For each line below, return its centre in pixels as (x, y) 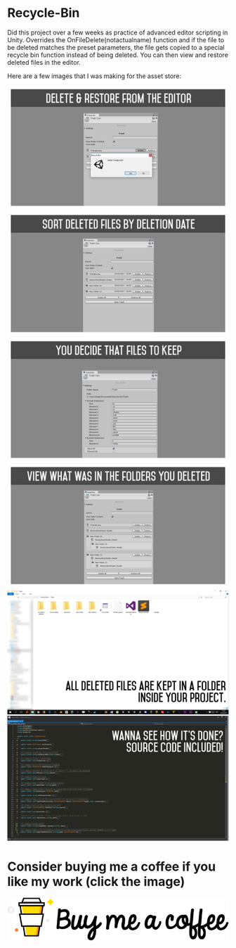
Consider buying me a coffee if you (112, 867)
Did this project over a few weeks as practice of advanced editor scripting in (118, 32)
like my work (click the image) (96, 882)
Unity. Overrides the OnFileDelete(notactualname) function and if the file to (116, 39)
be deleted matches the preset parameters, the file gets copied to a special (116, 47)
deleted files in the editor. (44, 62)
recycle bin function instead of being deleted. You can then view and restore (118, 55)
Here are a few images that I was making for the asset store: (94, 76)
